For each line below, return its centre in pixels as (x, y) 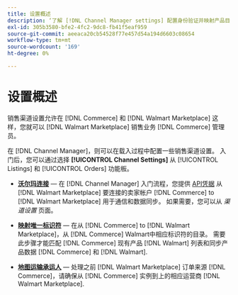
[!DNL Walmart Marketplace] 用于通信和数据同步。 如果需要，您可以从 (120, 201)
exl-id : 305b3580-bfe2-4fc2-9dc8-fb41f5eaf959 (77, 27)
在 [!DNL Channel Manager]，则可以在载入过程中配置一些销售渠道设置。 (113, 150)
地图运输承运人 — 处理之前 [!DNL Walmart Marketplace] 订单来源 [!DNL (121, 267)
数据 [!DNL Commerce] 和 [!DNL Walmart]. (86, 252)
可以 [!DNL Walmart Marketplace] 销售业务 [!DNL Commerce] (121, 127)
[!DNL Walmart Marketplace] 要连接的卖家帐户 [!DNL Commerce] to (116, 192)
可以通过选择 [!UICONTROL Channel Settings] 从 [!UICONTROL (125, 160)
